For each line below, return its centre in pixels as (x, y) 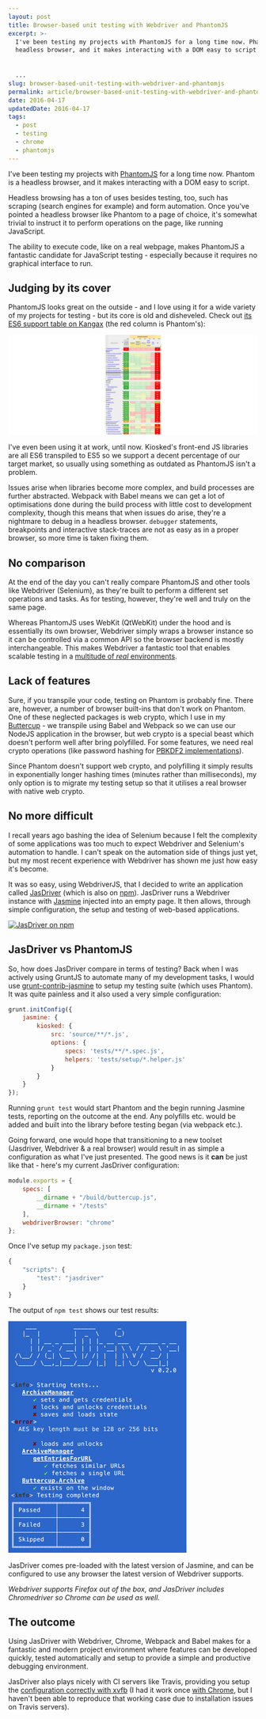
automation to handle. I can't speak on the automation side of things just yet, (133, 852)
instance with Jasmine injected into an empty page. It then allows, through (129, 901)
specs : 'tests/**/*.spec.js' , (114, 1051)
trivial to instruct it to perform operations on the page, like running (116, 222)
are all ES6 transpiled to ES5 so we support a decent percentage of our (124, 456)
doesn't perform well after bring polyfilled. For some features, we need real (131, 742)
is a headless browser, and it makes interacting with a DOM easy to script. (129, 182)
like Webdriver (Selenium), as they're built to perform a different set (118, 590)
